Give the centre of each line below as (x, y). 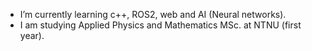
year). (32, 35)
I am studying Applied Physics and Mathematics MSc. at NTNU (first (160, 25)
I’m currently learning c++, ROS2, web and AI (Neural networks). (153, 14)
